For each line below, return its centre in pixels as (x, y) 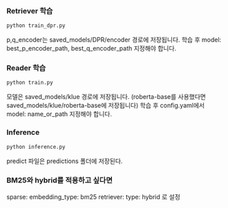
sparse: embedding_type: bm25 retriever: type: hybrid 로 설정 (94, 197)
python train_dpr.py (36, 26)
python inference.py (36, 146)
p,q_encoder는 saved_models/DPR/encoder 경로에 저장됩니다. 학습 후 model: (114, 40)
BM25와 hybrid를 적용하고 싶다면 (60, 180)
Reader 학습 (26, 68)
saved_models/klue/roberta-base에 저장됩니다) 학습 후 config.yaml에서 (106, 106)
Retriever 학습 (30, 10)
